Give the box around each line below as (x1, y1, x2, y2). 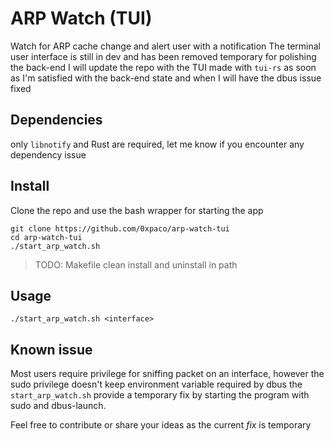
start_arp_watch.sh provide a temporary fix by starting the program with (10, 389, 310, 401)
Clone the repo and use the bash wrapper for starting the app (10, 204, 264, 216)
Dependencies (10, 112, 103, 129)
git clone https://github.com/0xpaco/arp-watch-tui (10, 223, 230, 234)
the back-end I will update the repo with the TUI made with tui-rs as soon (10, 61, 317, 73)
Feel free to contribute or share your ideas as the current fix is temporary (10, 419, 312, 431)
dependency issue (10, 148, 87, 161)
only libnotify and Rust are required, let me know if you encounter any (10, 138, 305, 150)
